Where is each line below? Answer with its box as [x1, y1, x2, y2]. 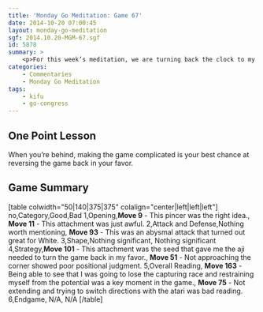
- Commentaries [22, 70, 72, 78]
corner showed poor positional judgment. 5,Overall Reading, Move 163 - [8, 261, 243, 270]
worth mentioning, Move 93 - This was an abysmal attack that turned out [8, 227, 246, 237]
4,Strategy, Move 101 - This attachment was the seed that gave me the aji [8, 244, 246, 254]
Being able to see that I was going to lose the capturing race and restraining [8, 269, 254, 279]
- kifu [22, 92, 44, 100]
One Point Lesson [8, 129, 97, 142]
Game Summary [8, 181, 89, 194]
